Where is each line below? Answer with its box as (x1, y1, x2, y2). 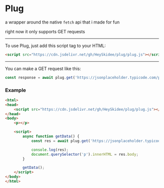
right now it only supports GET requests (5, 28, 85, 34)
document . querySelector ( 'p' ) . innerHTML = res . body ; (31, 152, 139, 157)
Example (5, 87, 26, 94)
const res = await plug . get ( (31, 138, 91, 143)
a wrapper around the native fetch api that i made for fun (5, 19, 120, 25)
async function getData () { (22, 134, 80, 139)
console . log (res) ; (31, 147, 69, 152)
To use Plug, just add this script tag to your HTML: (5, 43, 106, 48)
